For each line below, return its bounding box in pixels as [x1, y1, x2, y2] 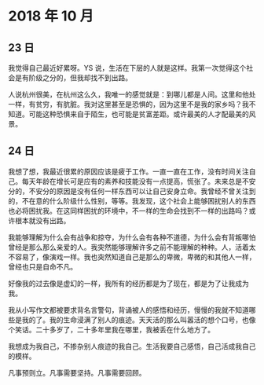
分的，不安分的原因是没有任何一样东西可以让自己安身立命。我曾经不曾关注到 [8, 186, 256, 196]
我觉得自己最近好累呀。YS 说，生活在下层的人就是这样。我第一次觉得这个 [8, 64, 247, 72]
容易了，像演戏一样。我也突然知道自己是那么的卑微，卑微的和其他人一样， [14, 252, 256, 262]
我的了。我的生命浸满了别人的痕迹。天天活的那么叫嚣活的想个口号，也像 [21, 315, 256, 324]
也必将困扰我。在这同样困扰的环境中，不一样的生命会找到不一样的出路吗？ [8, 206, 249, 215]
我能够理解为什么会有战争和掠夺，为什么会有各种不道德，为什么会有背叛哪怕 [8, 233, 256, 242]
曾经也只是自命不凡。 [8, 262, 77, 271]
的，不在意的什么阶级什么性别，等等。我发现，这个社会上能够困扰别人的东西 [8, 196, 256, 205]
